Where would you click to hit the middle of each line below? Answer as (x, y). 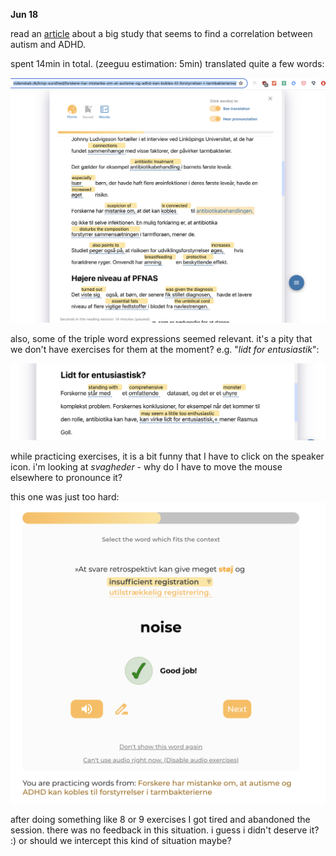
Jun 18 (24, 14)
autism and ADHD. (48, 44)
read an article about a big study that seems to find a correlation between (161, 33)
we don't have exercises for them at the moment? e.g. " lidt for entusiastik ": (165, 350)
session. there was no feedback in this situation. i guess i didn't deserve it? (165, 830)
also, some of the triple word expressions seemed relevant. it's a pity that (161, 339)
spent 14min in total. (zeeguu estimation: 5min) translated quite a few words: (167, 63)
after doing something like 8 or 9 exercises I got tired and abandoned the (160, 820)
